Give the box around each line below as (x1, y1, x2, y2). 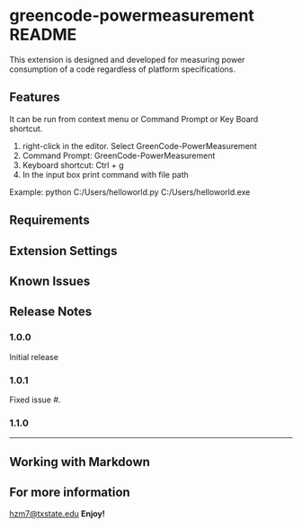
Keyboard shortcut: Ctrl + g (22, 159, 124, 171)
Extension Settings (9, 243, 118, 259)
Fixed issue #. (9, 394, 61, 405)
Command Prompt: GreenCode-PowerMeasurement (22, 150, 216, 161)
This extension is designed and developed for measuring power (9, 54, 245, 65)
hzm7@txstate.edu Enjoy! (9, 508, 105, 519)
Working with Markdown (9, 454, 151, 470)
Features (9, 90, 60, 105)
